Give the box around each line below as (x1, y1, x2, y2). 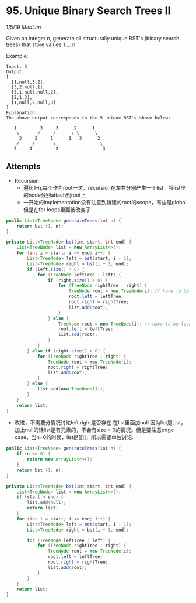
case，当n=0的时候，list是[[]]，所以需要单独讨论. (14, 434, 134, 441)
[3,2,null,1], (11, 84, 45, 90)
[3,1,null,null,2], (11, 89, 59, 95)
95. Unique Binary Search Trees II (6, 4, 171, 18)
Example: (6, 52, 29, 59)
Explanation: (6, 109, 38, 115)
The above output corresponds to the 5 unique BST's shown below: (6, 115, 171, 121)
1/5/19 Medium (6, 23, 41, 30)
